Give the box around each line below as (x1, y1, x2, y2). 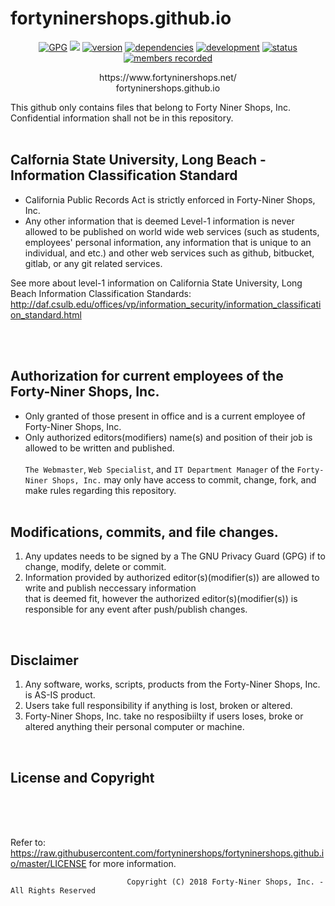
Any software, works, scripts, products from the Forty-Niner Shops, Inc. (24, 678, 321, 691)
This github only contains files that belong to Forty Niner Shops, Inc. (10, 101, 292, 113)
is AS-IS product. (24, 689, 96, 701)
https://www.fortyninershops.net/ (99, 71, 237, 83)
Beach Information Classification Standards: (10, 287, 192, 299)
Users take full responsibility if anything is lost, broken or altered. (24, 700, 293, 712)
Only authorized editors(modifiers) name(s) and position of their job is (24, 431, 313, 443)
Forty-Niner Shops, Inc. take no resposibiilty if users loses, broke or (24, 710, 304, 722)
